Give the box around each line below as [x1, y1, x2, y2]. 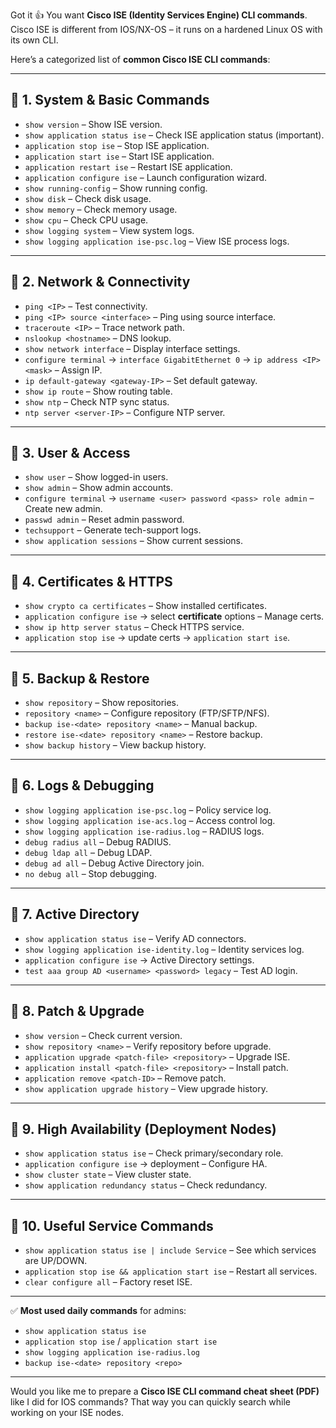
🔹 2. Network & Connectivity [10, 274, 191, 291]
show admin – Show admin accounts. [24, 482, 174, 494]
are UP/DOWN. [24, 1255, 88, 1267]
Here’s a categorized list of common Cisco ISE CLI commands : [10, 54, 271, 65]
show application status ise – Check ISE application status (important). [24, 129, 325, 141]
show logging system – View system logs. [24, 224, 195, 236]
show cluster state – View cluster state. [24, 1169, 192, 1181]
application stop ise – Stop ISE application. [24, 139, 210, 151]
